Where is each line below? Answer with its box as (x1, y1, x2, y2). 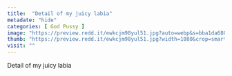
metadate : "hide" (7, 17, 57, 23)
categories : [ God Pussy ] (7, 23, 85, 30)
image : (7, 29, 26, 37)
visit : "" (7, 42, 36, 49)
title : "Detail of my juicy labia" (7, 10, 113, 17)
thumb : (7, 36, 26, 43)
